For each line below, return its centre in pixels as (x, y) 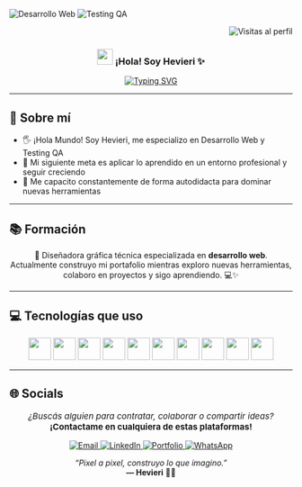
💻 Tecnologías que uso (76, 316)
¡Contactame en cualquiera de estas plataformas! (151, 426)
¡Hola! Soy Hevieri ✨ (160, 61)
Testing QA (43, 153)
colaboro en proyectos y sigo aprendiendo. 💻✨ (151, 275)
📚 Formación (48, 229)
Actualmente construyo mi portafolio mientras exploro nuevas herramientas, (151, 265)
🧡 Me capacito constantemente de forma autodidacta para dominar (147, 182)
